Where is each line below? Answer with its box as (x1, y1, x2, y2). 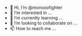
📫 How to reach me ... (9, 26, 56, 31)
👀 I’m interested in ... (9, 10, 52, 16)
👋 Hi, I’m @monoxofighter (9, 5, 63, 10)
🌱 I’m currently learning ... (9, 15, 63, 20)
